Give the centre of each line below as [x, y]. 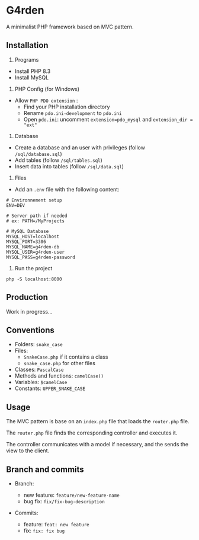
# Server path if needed [37, 216]
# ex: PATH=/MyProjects [36, 221]
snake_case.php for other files [60, 363]
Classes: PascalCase [39, 370]
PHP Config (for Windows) [47, 89]
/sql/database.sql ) [38, 154]
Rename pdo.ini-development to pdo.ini [73, 113]
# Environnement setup [34, 200]
